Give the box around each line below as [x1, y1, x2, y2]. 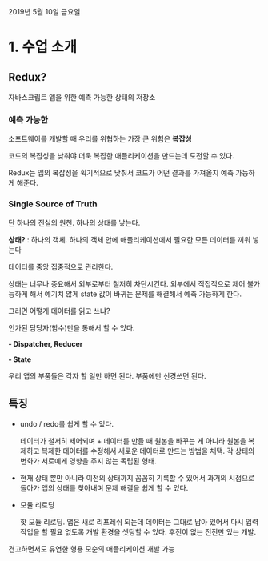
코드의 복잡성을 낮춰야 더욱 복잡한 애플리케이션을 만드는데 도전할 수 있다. [8, 151, 234, 161]
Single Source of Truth [8, 198, 98, 210]
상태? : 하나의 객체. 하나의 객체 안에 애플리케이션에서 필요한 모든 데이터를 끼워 [8, 234, 251, 244]
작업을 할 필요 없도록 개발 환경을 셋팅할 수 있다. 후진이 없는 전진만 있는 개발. [19, 527, 257, 537]
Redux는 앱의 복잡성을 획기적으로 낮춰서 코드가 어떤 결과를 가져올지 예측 [8, 168, 234, 178]
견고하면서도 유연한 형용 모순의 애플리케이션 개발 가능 [8, 544, 175, 554]
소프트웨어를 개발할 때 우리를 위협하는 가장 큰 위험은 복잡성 [8, 134, 192, 144]
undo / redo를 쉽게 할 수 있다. [19, 419, 114, 429]
